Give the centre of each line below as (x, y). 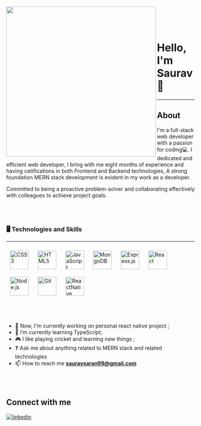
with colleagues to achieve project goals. (57, 195)
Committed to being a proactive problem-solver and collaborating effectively (100, 189)
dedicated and (175, 158)
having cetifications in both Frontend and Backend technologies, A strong (97, 171)
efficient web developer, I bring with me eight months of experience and (95, 164)
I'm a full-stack (176, 130)
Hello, (172, 48)
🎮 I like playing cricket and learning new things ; (75, 339)
